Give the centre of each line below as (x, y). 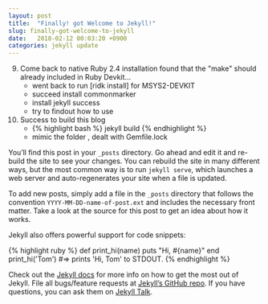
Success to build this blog (63, 120)
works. (20, 220)
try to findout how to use (73, 111)
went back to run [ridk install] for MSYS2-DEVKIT (113, 86)
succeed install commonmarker (84, 94)
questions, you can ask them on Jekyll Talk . (81, 292)
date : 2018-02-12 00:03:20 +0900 (68, 38)
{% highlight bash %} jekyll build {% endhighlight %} (119, 129)
